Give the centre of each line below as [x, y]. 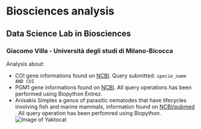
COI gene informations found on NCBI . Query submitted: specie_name [101, 75]
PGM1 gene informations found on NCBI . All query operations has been [103, 87]
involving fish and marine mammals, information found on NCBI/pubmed [105, 107]
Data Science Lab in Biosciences [69, 34]
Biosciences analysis [60, 11]
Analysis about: [25, 64]
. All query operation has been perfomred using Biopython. [88, 113]
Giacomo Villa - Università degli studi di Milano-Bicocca [90, 51]
